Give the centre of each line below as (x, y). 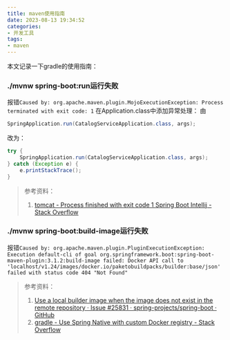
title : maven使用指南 (36, 13)
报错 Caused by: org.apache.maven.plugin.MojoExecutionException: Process (115, 102)
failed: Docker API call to (143, 261)
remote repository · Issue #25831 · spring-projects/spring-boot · (126, 308)
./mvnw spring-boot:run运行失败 (63, 86)
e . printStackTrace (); (50, 170)
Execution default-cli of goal (52, 254)
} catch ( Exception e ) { (43, 164)
